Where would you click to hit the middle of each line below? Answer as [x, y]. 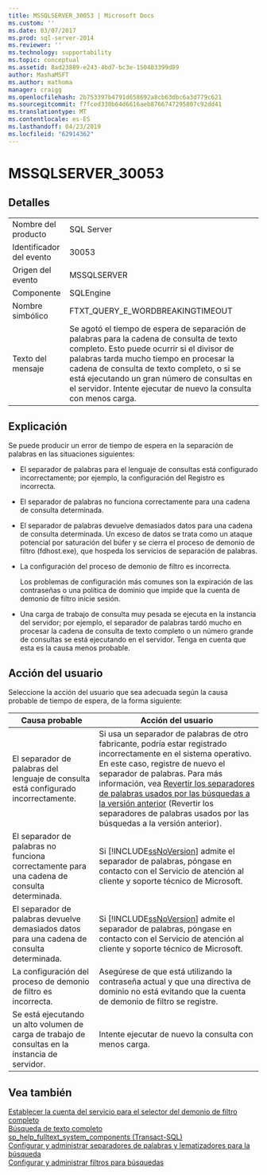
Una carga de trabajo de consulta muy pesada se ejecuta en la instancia [138, 615]
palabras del [35, 769]
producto [29, 234]
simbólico [31, 315]
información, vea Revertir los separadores [177, 783]
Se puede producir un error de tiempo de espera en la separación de [121, 446]
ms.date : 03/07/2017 [43, 30]
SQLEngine [90, 293]
